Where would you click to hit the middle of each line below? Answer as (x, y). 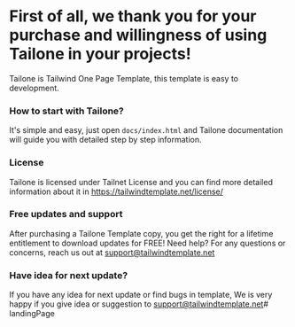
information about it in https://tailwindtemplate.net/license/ (116, 191)
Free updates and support (66, 214)
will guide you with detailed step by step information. (105, 140)
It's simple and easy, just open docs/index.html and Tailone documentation (146, 130)
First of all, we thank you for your (133, 16)
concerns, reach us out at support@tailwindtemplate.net (112, 252)
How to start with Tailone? (66, 111)
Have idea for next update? (69, 275)
